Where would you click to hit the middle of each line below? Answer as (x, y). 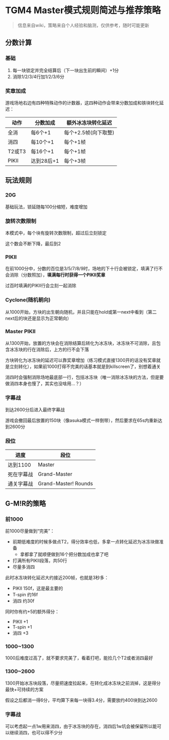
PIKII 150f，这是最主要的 (38, 588)
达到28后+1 (45, 161)
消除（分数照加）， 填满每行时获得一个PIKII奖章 (57, 275)
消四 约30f (23, 601)
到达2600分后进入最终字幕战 (35, 410)
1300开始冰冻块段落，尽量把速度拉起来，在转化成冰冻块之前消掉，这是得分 (83, 683)
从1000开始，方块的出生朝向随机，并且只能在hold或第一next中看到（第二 (81, 312)
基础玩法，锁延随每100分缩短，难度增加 (47, 207)
